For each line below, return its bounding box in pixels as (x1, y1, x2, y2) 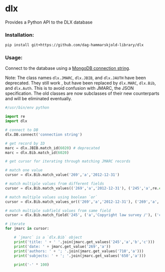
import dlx (5, 119, 27, 124)
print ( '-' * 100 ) (14, 262, 50, 268)
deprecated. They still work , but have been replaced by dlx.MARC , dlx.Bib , (5, 80, 156, 86)
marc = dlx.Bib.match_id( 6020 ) (5, 150, 69, 155)
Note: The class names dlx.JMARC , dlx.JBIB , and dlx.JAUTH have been (5, 75, 146, 81)
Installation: (5, 31, 34, 38)
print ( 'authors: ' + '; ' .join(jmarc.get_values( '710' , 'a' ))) (14, 248, 144, 253)
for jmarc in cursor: (5, 226, 50, 231)
